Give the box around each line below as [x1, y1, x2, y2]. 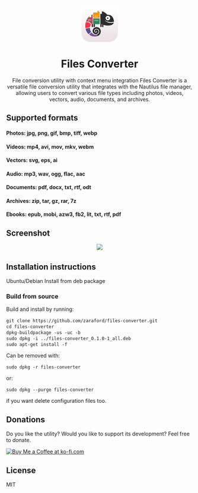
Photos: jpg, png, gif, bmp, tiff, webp [6, 129, 98, 136]
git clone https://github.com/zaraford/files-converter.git [6, 318, 158, 324]
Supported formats [6, 113, 78, 123]
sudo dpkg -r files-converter [6, 364, 81, 370]
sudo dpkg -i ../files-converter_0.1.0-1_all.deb [6, 336, 132, 342]
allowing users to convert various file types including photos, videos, [15, 89, 184, 96]
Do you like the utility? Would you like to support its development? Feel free [6, 430, 190, 437]
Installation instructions [6, 262, 96, 272]
